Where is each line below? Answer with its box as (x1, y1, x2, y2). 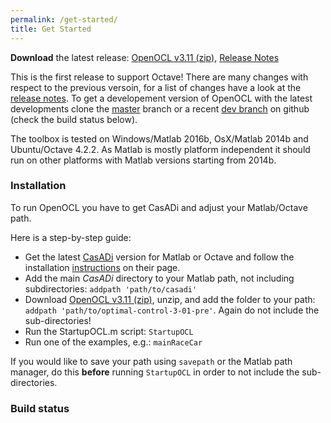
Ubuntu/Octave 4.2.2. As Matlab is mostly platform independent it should (10, 143, 311, 155)
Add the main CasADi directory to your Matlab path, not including (24, 272, 295, 284)
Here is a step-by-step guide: (10, 231, 132, 243)
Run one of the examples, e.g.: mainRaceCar (24, 336, 203, 348)
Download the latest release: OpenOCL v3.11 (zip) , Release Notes (10, 51, 280, 63)
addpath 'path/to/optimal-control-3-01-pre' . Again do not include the (24, 304, 320, 316)
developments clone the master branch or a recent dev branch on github (10, 102, 310, 115)
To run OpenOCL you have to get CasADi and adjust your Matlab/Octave (10, 201, 308, 213)
